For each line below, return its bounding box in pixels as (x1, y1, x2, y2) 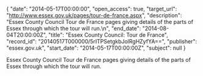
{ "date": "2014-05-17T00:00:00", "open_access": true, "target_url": (6, 6, 177, 12)
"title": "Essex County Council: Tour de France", (48, 31, 168, 39)
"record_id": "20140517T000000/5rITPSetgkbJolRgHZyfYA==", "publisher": (6, 38, 197, 45)
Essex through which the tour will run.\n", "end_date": (6, 25, 141, 32)
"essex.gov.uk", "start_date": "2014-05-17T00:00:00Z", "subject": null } (6, 44, 186, 51)
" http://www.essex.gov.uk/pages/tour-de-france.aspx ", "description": (6, 12, 182, 19)
